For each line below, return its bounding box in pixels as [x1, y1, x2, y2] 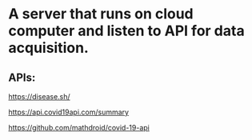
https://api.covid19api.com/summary [8, 107, 130, 117]
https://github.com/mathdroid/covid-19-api [8, 123, 150, 132]
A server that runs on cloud [8, 5, 194, 23]
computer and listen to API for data [8, 22, 246, 40]
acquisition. [8, 39, 90, 57]
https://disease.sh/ [8, 92, 70, 101]
